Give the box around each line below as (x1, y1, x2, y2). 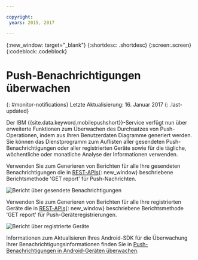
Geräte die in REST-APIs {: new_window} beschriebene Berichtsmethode (6, 205, 184, 212)
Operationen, (6, 132, 39, 139)
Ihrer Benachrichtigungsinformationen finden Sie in (6, 241, 132, 248)
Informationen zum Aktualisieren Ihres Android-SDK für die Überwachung (6, 234, 188, 241)
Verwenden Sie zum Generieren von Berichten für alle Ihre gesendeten (6, 162, 181, 170)
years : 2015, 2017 (8, 19, 55, 26)
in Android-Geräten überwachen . (57, 247, 139, 255)
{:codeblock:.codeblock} (6, 47, 68, 55)
